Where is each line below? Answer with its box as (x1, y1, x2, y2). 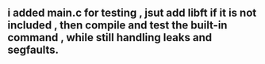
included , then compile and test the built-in (7, 19, 228, 32)
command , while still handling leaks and (7, 31, 212, 44)
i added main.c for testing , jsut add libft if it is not (7, 6, 257, 20)
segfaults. (7, 43, 60, 57)
